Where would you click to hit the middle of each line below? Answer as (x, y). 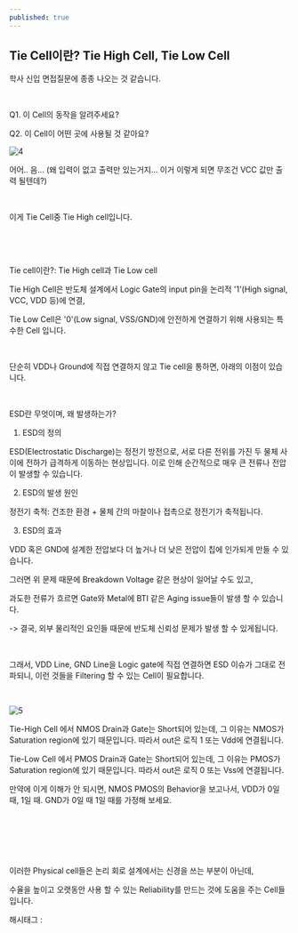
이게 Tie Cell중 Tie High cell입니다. (71, 217)
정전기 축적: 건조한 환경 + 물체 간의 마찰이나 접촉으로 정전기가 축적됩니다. (136, 511)
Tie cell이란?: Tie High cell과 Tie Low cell (84, 270)
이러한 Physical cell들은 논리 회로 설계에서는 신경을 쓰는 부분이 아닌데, (132, 871)
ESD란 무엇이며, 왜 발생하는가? (63, 414)
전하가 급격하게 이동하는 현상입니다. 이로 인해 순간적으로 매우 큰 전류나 (148, 462)
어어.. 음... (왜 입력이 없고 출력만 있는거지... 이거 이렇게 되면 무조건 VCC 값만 (141, 170)
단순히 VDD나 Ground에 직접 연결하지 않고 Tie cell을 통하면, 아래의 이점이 (138, 366)
